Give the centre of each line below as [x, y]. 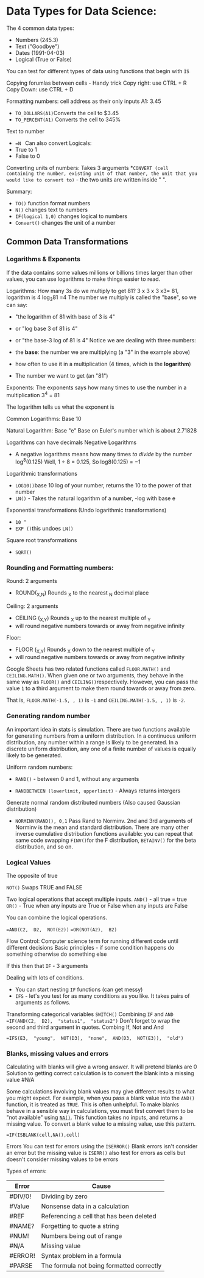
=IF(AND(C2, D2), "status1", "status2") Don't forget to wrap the [93, 1021]
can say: [17, 305]
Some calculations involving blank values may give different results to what [100, 1092]
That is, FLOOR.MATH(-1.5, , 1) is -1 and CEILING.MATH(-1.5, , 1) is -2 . [96, 700]
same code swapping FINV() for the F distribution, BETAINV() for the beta [106, 840]
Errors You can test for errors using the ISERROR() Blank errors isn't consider [102, 1146]
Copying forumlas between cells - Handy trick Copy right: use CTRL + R [97, 83]
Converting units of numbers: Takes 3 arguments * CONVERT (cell [87, 168]
